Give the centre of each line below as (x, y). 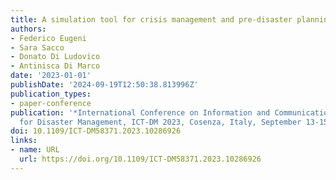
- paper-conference (51, 103)
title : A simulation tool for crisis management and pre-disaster (151, 19)
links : (24, 141)
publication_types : (51, 94)
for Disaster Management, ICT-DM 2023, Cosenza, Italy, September (160, 122)
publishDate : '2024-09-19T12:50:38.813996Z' (104, 85)
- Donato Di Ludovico (55, 57)
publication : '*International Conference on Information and (140, 112)
